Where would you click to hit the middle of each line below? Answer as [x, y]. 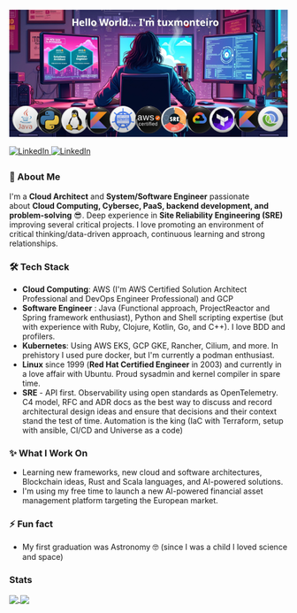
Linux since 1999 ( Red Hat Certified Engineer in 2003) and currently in [152, 364]
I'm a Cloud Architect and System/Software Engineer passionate [129, 196]
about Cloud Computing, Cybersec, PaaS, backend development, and [139, 205]
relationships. [34, 243]
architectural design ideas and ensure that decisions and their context [149, 411]
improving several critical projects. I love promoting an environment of [137, 224]
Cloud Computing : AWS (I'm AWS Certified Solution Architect [134, 289]
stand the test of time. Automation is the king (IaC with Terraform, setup [152, 420]
